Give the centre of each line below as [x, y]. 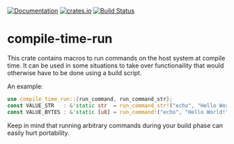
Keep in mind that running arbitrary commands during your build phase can [115, 125]
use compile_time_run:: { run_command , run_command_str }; [90, 99]
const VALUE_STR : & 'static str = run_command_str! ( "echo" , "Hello [112, 105]
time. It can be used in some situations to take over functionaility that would [116, 65]
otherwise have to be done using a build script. [75, 72]
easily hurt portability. [38, 133]
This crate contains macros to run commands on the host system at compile [116, 58]
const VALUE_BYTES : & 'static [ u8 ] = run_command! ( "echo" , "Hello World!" [118, 112]
